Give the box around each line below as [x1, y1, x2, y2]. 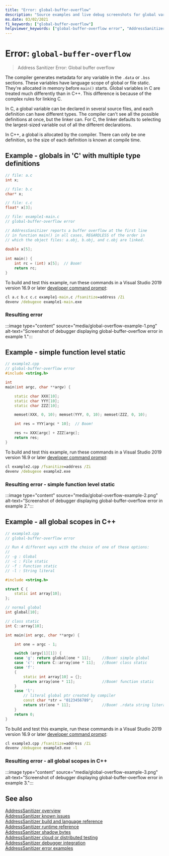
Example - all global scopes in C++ [5, 518, 116, 526]
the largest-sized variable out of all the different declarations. [5, 122, 132, 128]
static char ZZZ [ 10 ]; [14, 403, 59, 408]
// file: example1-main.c [5, 214, 59, 220]
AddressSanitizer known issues [5, 813, 70, 819]
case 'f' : [14, 665, 35, 670]
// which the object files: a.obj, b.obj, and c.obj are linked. [5, 237, 145, 242]
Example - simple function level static [5, 348, 126, 357]
